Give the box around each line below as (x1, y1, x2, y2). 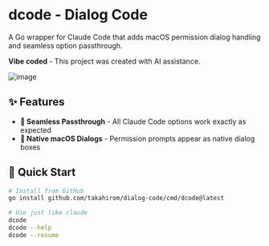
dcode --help (8, 223, 52, 232)
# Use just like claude (8, 209, 88, 217)
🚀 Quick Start (8, 166, 76, 179)
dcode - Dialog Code (8, 6, 149, 24)
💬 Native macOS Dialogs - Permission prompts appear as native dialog (19, 133, 255, 143)
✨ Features (8, 95, 65, 109)
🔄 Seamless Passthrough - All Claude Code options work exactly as (19, 117, 247, 126)
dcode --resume (8, 231, 59, 239)
